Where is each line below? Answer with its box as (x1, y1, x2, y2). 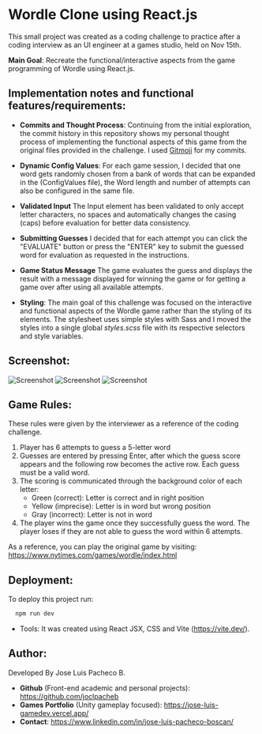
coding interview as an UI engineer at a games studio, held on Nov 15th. (8, 40, 242, 49)
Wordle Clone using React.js (8, 6, 198, 24)
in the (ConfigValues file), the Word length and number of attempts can (19, 177, 251, 187)
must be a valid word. (19, 468, 90, 478)
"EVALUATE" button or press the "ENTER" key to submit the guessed (19, 241, 245, 251)
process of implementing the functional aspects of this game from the (19, 137, 247, 146)
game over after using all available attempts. (19, 282, 164, 292)
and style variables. (19, 331, 84, 341)
